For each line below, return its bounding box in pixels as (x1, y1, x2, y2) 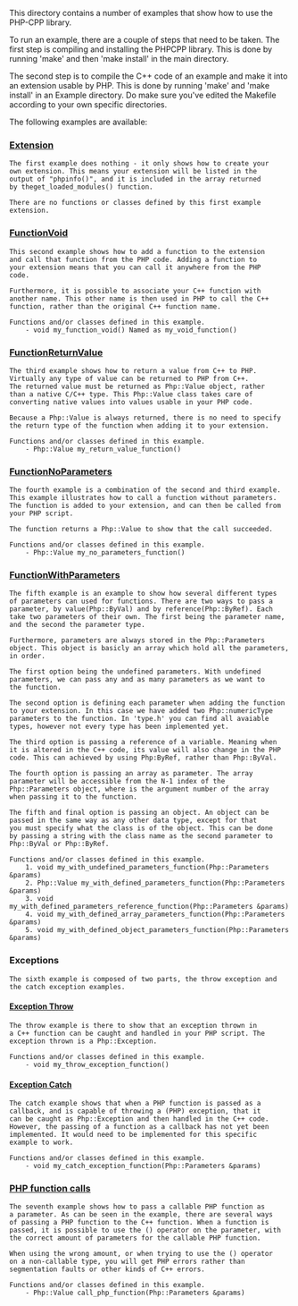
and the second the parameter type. (9, 621, 145, 630)
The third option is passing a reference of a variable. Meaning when (9, 738, 277, 747)
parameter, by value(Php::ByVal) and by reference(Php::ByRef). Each (9, 605, 274, 614)
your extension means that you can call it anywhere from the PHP (9, 263, 261, 272)
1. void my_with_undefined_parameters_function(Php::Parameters (25, 863, 269, 872)
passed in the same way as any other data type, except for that (9, 816, 257, 826)
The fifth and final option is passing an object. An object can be (9, 809, 269, 818)
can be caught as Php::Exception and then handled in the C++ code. (9, 1115, 269, 1124)
